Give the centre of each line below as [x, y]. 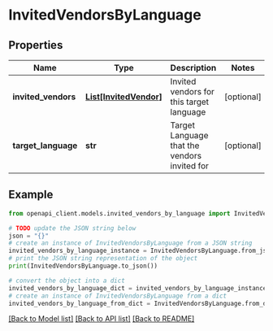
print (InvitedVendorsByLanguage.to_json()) [83, 266]
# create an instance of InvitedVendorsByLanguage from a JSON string [130, 243]
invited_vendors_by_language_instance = [78, 251]
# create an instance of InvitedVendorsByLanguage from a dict [118, 296]
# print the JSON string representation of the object [103, 259]
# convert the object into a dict [67, 281]
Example [31, 195]
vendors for [193, 91]
